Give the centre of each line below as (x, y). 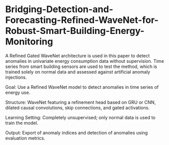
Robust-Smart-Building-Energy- (75, 31)
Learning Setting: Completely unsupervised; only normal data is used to (80, 117)
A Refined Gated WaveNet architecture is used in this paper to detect (78, 56)
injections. (16, 77)
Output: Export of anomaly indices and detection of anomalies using (77, 132)
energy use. (18, 92)
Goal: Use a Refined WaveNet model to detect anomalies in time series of (82, 87)
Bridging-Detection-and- (59, 9)
